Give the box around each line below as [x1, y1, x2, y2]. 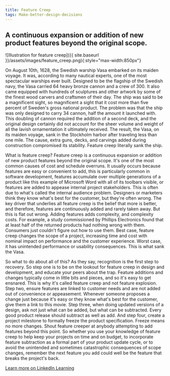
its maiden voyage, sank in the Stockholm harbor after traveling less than [5, 132, 157, 138]
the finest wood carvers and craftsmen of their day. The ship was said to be [5, 94, 163, 100]
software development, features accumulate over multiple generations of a [5, 174, 161, 180]
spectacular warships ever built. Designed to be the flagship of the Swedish [5, 78, 163, 84]
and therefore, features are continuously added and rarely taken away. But [5, 206, 160, 212]
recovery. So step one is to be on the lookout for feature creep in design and [5, 264, 164, 270]
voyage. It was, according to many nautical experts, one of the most [5, 73, 147, 79]
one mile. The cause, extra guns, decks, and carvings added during [5, 137, 146, 143]
